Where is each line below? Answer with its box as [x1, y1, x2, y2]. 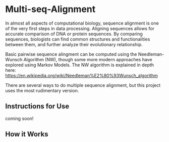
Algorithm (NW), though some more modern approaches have [23, 56, 152, 62]
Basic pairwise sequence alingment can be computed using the [5, 51, 137, 57]
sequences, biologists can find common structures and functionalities [5, 36, 150, 42]
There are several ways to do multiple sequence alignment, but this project [5, 82, 161, 88]
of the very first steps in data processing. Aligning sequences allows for [5, 25, 155, 31]
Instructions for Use [5, 102, 70, 111]
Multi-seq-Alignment [5, 4, 96, 15]
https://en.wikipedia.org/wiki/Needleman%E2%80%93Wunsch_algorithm [5, 72, 158, 78]
